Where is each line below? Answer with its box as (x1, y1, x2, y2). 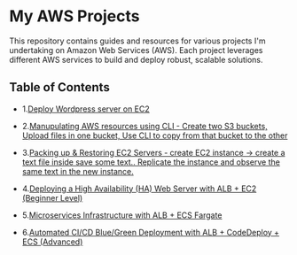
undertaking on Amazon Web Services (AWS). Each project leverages (9, 44, 263, 55)
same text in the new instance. (21, 166, 135, 176)
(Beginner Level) (21, 192, 83, 203)
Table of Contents (9, 80, 111, 95)
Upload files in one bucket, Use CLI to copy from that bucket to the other (21, 130, 288, 141)
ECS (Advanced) (21, 236, 83, 247)
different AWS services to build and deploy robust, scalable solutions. (9, 54, 263, 65)
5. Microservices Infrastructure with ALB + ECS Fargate (21, 210, 223, 220)
